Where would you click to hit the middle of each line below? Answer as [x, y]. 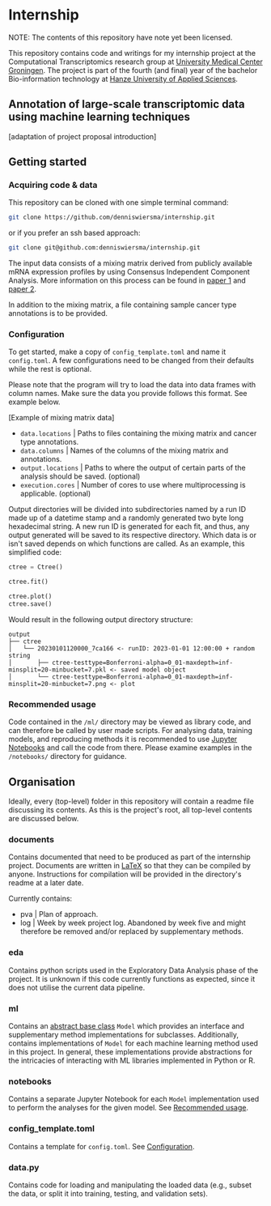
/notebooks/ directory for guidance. [68, 756]
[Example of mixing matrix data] [61, 418]
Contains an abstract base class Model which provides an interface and [127, 1025]
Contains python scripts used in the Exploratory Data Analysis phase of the [133, 970]
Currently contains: [40, 899]
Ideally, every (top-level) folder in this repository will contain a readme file [131, 801]
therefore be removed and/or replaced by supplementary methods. [132, 931]
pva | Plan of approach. [59, 914]
